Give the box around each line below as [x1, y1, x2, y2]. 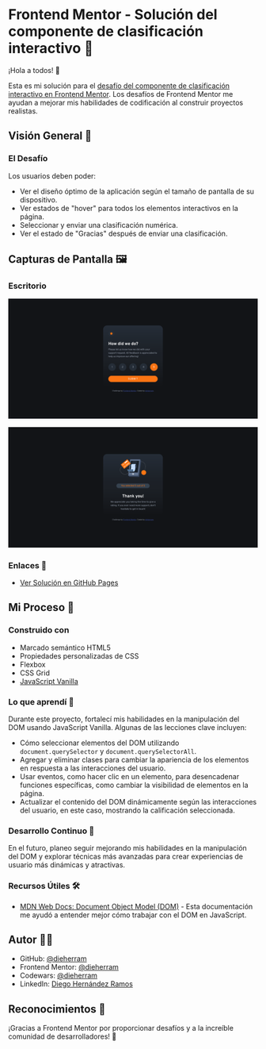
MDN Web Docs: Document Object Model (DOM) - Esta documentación [19, 901, 253, 911]
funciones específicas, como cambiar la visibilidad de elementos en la [19, 780, 249, 790]
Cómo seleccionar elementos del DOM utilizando [19, 738, 180, 747]
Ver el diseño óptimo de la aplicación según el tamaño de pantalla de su [19, 186, 255, 196]
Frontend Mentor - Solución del [8, 6, 218, 24]
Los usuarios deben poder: [8, 171, 97, 180]
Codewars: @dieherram [19, 970, 97, 981]
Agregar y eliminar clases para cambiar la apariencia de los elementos [19, 755, 249, 764]
